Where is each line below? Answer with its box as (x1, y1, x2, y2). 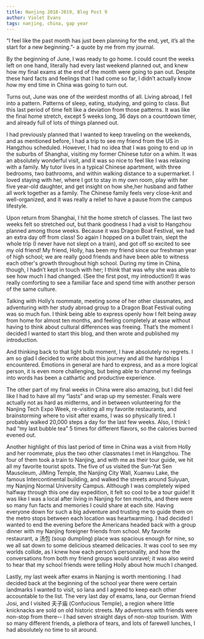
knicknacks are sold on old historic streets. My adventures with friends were (6, 607, 198, 614)
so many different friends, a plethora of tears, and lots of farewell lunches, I (6, 619, 195, 627)
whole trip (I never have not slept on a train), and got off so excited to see (6, 240, 191, 247)
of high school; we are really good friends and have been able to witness (6, 253, 189, 260)
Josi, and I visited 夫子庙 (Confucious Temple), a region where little (6, 600, 175, 607)
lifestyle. (6, 202, 28, 210)
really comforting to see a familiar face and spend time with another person (6, 279, 195, 287)
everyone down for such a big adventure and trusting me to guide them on (6, 508, 193, 516)
